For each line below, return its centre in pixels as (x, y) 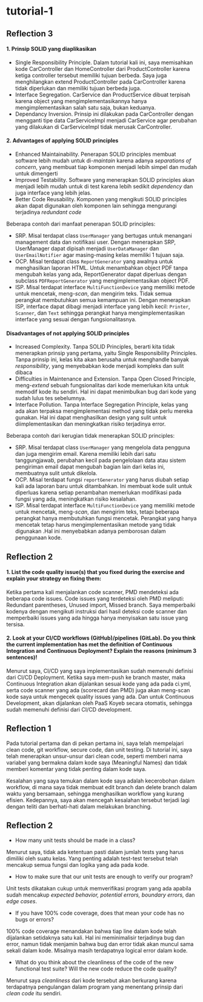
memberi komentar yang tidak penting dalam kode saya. (76, 769)
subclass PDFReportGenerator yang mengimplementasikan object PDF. (102, 281)
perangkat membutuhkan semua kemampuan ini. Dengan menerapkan (103, 300)
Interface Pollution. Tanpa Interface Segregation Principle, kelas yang (101, 405)
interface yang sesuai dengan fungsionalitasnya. (76, 319)
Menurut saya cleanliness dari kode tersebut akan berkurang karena (92, 980)
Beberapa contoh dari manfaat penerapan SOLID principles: (81, 224)
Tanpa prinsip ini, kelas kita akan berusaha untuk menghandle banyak (102, 359)
